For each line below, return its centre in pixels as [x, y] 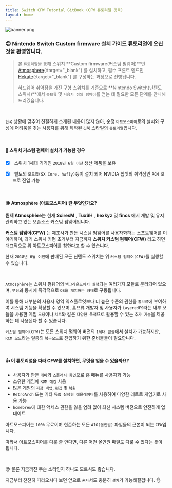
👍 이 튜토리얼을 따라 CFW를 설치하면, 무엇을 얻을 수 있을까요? [67, 360]
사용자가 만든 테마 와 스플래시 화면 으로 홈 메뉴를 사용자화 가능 [72, 375]
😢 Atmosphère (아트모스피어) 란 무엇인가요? [51, 203]
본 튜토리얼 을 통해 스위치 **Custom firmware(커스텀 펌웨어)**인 [81, 64]
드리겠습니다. [31, 100]
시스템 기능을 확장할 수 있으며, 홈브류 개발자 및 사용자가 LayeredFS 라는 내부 [86, 308]
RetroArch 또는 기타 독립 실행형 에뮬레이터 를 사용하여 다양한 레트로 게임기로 [87, 394]
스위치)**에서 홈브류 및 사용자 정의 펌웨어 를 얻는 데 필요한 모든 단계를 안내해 [92, 94]
